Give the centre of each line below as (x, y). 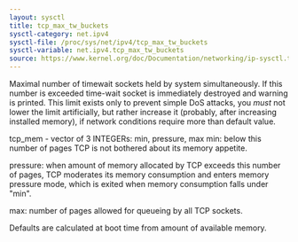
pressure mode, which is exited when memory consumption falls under (139, 184)
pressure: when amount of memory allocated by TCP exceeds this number (145, 165)
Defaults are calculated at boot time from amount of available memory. (138, 228)
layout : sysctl (37, 17)
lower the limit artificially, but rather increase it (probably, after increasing (143, 112)
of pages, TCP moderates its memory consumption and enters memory (139, 175)
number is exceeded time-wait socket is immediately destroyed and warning (149, 93)
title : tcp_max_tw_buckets (59, 26)
